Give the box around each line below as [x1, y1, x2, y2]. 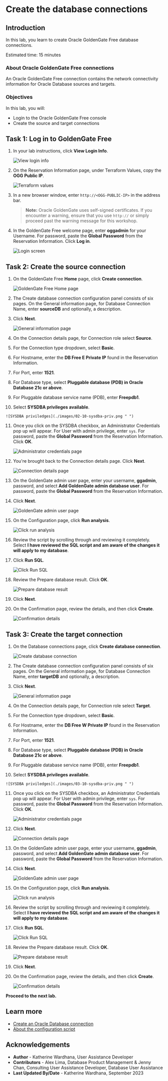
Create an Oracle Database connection [13, 1020, 94, 1027]
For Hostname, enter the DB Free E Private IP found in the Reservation [13, 355, 158, 361]
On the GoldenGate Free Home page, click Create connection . [13, 276, 143, 282]
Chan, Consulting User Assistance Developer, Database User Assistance [13, 1064, 163, 1070]
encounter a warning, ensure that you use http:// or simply [25, 212, 149, 219]
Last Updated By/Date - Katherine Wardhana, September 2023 [13, 1070, 144, 1076]
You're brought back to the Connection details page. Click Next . [13, 458, 146, 464]
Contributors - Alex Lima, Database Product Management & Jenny [13, 1059, 151, 1065]
